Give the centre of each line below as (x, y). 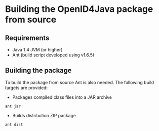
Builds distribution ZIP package (44, 115)
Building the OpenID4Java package (79, 9)
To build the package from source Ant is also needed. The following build (79, 82)
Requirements (27, 38)
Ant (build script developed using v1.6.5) (53, 55)
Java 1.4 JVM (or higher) (37, 50)
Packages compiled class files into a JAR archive (62, 97)
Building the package (39, 70)
